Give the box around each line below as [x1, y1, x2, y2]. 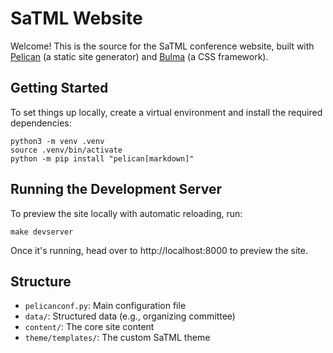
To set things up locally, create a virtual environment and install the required [10, 106, 323, 118]
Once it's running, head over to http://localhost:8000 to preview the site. [10, 244, 308, 256]
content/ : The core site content [24, 321, 155, 333]
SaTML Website [10, 7, 143, 30]
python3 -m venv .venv [10, 136, 105, 146]
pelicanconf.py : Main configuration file [24, 300, 187, 312]
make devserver [10, 227, 74, 237]
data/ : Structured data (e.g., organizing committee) [24, 310, 236, 322]
